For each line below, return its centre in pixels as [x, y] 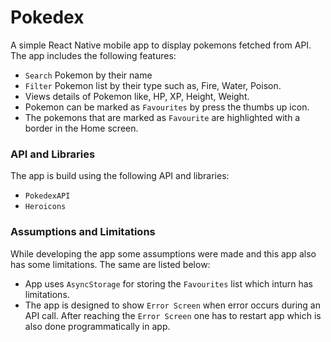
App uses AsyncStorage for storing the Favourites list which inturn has [169, 283]
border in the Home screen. [81, 128]
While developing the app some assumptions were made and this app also [163, 253]
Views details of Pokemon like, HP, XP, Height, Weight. [137, 96]
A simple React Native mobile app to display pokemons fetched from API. [161, 45]
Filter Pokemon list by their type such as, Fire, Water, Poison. [153, 85]
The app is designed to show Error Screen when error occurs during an [172, 305]
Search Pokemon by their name [88, 75]
